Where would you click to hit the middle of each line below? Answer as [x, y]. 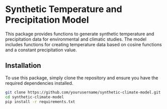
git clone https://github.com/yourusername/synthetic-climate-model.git [83, 92]
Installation [23, 66]
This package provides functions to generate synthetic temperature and [80, 34]
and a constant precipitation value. [41, 50]
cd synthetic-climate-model [35, 97]
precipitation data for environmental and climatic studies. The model [76, 39]
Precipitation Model [47, 20]
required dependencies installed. [39, 83]
